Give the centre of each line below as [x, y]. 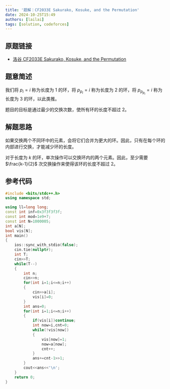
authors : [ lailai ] [25, 19]
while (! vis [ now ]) [51, 330]
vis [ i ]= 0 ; [43, 297]
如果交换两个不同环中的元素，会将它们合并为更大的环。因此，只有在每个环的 [85, 140]
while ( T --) [26, 264]
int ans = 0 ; [35, 306]
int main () [17, 236]
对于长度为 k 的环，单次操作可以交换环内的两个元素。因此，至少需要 [77, 157]
